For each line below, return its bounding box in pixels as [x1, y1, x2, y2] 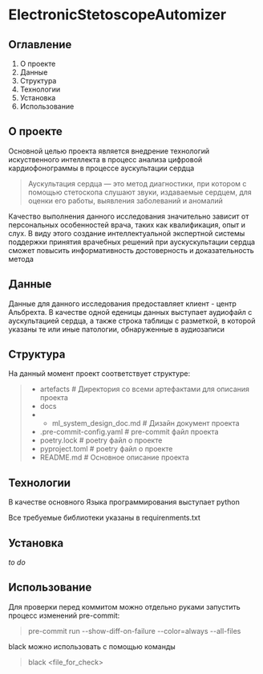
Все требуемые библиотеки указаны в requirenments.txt [8, 513, 200, 523]
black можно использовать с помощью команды [8, 641, 176, 652]
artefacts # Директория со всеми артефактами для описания [39, 384, 250, 394]
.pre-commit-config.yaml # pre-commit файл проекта [39, 427, 219, 437]
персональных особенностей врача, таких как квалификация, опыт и [8, 219, 246, 230]
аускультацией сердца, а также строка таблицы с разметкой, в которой [8, 316, 256, 325]
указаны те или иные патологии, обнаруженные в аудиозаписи [8, 324, 225, 334]
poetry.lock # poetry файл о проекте [39, 435, 163, 445]
